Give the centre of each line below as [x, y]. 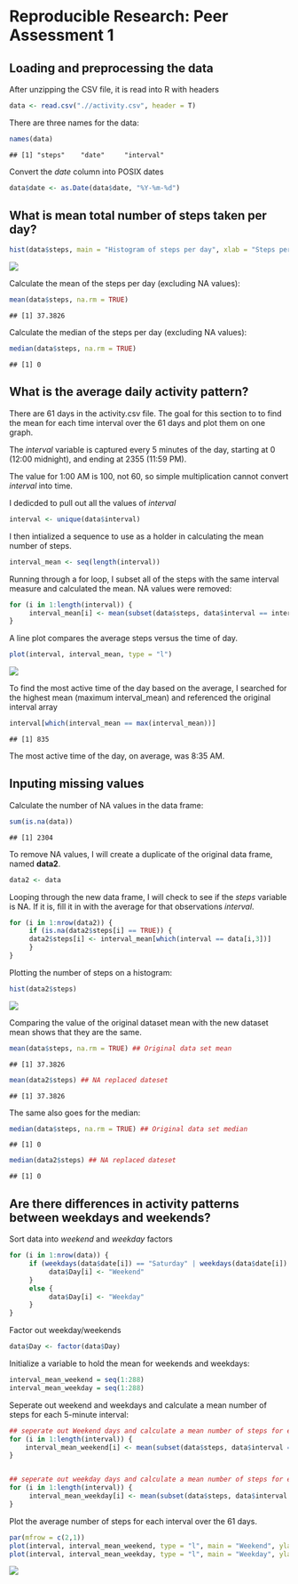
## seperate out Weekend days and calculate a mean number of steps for [146, 1431]
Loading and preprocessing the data [111, 68]
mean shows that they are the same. [75, 1032]
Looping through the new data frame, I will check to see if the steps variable [148, 897]
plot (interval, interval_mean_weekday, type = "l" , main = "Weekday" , [142, 1554]
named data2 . [35, 864]
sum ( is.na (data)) [41, 821]
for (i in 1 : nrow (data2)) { [61, 922]
